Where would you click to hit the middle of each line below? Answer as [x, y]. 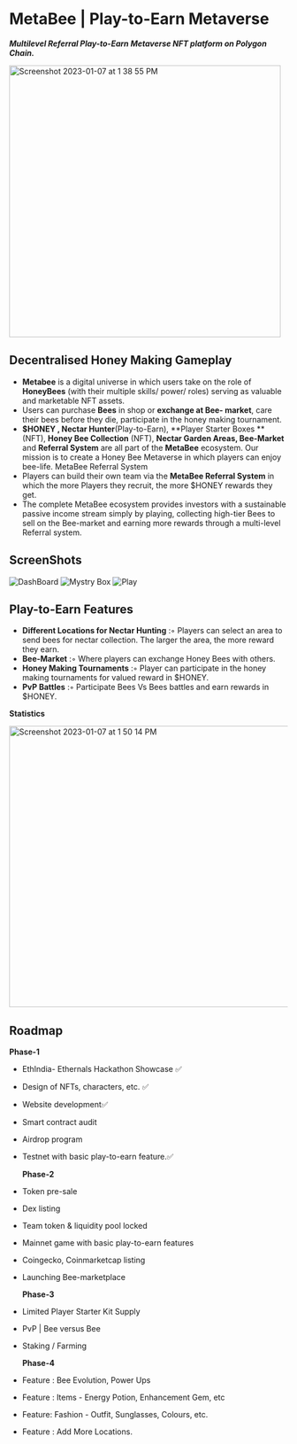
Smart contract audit [59, 1122]
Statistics [27, 714]
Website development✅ [65, 1105]
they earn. [41, 649]
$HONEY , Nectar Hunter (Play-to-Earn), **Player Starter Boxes [138, 429]
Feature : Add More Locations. [77, 1432]
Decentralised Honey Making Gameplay [121, 360]
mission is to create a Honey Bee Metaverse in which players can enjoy [152, 457]
